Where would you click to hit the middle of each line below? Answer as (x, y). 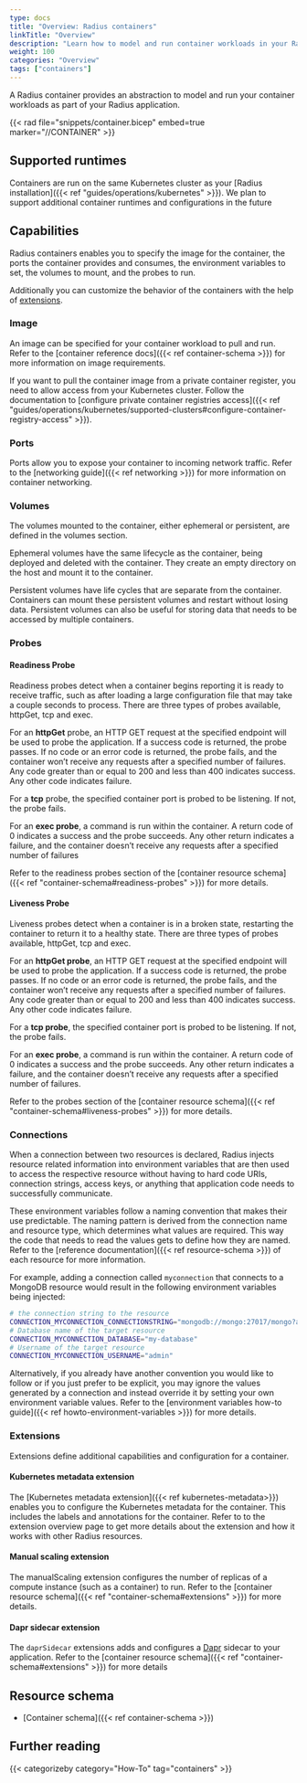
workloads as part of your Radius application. (95, 104)
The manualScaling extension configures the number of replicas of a (138, 1576)
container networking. (51, 483)
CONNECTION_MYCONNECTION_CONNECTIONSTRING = (94, 1321)
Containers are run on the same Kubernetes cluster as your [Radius (136, 183)
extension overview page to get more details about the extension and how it (152, 1526)
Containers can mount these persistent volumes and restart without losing (149, 600)
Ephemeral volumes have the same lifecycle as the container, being (136, 553)
